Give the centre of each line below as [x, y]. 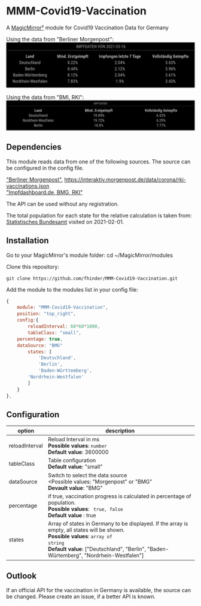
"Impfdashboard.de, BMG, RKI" [45, 192]
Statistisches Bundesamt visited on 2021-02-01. [65, 222]
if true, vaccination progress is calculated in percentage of [119, 496]
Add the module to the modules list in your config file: [72, 289]
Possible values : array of [80, 537]
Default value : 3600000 [78, 452]
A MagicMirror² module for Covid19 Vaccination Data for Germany [88, 28]
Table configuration [72, 460]
